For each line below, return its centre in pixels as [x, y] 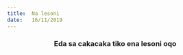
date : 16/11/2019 [35, 20]
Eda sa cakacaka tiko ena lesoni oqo [115, 44]
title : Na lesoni [33, 13]
